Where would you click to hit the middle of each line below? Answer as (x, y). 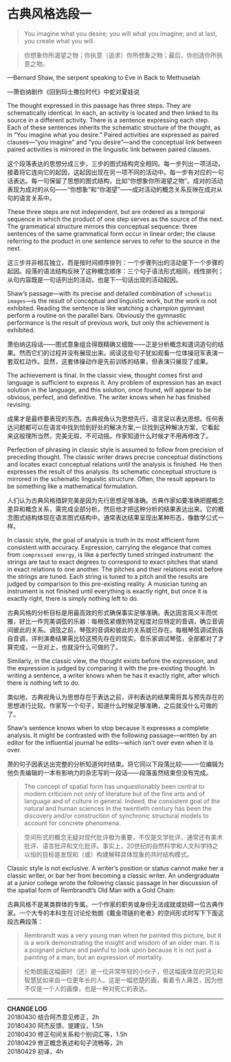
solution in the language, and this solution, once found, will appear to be (109, 390)
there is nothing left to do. (44, 683)
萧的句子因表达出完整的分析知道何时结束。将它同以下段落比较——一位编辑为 (115, 764)
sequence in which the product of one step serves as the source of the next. (115, 219)
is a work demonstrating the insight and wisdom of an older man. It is (122, 942)
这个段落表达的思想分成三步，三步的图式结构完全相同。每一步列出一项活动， (115, 163)
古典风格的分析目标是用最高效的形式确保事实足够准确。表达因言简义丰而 (109, 613)
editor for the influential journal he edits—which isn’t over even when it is (110, 742)
